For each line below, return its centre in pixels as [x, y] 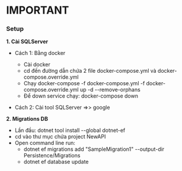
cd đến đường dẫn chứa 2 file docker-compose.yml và [90, 71]
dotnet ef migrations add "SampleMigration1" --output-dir [94, 149]
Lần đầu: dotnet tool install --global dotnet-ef [70, 130]
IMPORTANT [38, 10]
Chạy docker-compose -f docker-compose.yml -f [84, 83]
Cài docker [37, 64]
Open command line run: [45, 143]
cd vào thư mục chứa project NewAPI [60, 137]
